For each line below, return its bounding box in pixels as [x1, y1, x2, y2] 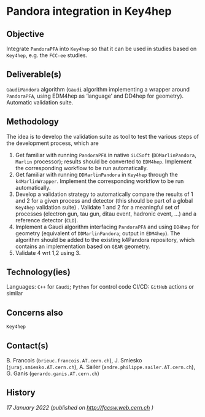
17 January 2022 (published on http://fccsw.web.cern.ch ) [6, 403, 154, 411]
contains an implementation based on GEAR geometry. [15, 243, 150, 250]
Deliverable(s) [6, 69, 62, 80]
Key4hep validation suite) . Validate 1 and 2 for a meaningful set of [15, 203, 180, 211]
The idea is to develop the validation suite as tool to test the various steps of [6, 133, 199, 140]
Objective [6, 29, 45, 39]
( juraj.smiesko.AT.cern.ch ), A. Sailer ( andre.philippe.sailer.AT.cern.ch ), [6, 364, 195, 371]
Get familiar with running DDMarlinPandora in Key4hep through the [15, 171, 178, 178]
